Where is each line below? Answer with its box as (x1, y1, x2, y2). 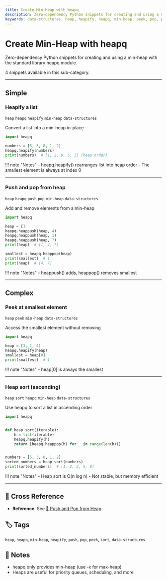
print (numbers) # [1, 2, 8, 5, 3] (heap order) (5, 153, 108, 158)
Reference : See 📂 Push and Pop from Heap (12, 505, 102, 512)
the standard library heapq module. (5, 60, 78, 66)
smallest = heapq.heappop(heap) (5, 252, 72, 257)
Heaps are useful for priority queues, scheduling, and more (12, 570, 134, 576)
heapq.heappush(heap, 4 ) (5, 228, 57, 234)
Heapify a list (5, 103, 38, 110)
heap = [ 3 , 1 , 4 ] (5, 343, 41, 348)
